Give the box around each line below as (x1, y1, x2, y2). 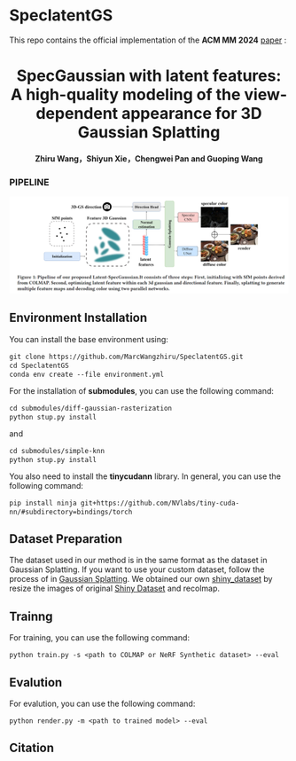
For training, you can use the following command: (9, 632, 191, 643)
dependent (35, 104, 119, 124)
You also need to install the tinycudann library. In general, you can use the (9, 471, 282, 482)
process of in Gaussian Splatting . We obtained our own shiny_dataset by (9, 574, 273, 584)
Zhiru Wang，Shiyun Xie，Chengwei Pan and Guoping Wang (35, 153, 263, 164)
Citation (9, 741, 55, 756)
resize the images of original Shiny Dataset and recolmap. (9, 583, 220, 594)
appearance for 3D (121, 104, 263, 124)
